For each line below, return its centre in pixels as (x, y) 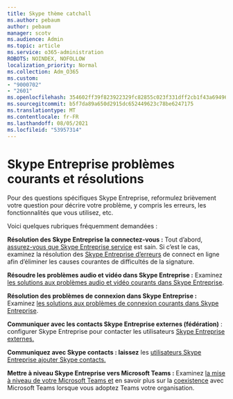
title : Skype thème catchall (49, 14)
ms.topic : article (34, 46)
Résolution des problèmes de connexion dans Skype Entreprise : (102, 296)
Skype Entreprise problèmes (91, 164)
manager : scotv (29, 33)
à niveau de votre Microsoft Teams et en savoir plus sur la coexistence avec (115, 381)
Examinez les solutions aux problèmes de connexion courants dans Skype (113, 303)
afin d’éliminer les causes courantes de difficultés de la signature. (101, 262)
